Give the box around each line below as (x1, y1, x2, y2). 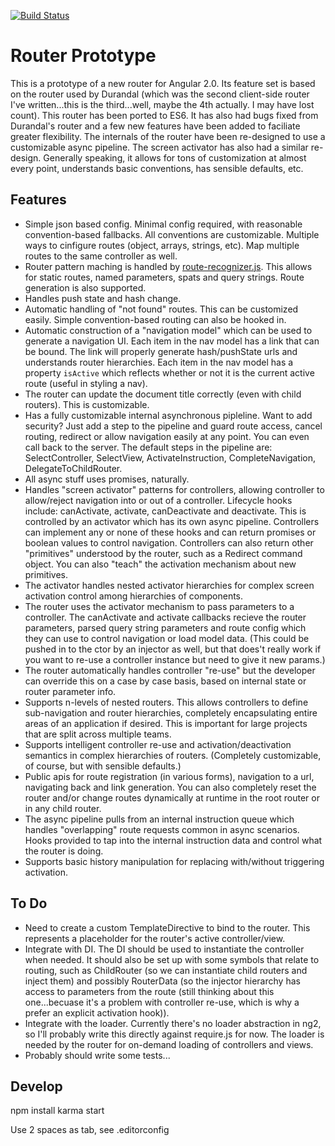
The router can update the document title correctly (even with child (24, 388, 302, 400)
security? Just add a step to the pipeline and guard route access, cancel (24, 420, 323, 432)
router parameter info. (24, 685, 117, 697)
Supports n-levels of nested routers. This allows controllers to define (24, 696, 309, 708)
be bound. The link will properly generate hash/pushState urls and (24, 345, 298, 357)
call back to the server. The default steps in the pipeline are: (24, 441, 273, 453)
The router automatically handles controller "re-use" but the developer (24, 664, 316, 676)
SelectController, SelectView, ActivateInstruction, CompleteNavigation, (24, 451, 317, 464)
